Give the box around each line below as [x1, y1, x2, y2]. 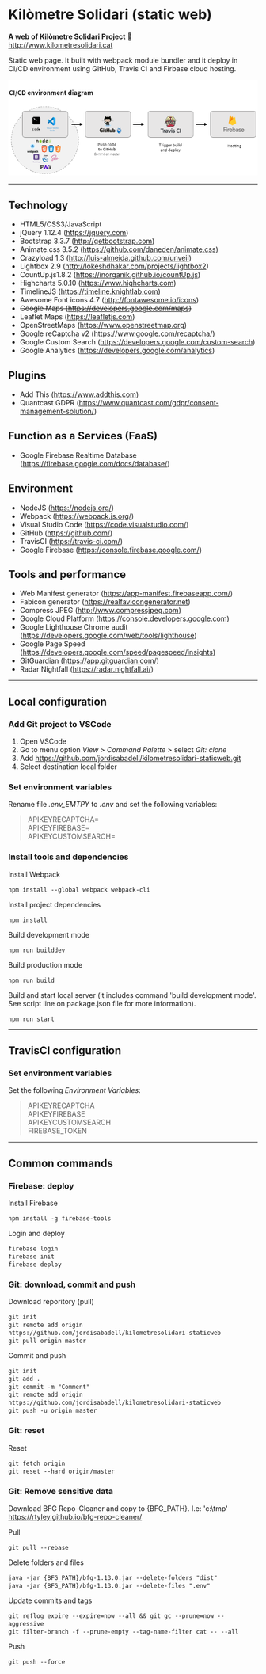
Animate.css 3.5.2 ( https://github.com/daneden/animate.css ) [19, 245, 219, 254]
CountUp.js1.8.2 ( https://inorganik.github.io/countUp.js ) [19, 270, 201, 280]
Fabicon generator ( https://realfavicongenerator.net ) [19, 597, 191, 607]
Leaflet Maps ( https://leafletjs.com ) [19, 312, 135, 321]
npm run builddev [8, 946, 66, 954]
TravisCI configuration [8, 1044, 122, 1058]
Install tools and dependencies [8, 851, 129, 862]
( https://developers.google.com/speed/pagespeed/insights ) [19, 648, 216, 657]
